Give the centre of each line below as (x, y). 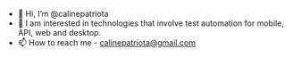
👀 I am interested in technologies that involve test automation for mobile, (151, 23)
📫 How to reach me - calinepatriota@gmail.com (107, 43)
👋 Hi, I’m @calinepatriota (63, 14)
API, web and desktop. (59, 33)
